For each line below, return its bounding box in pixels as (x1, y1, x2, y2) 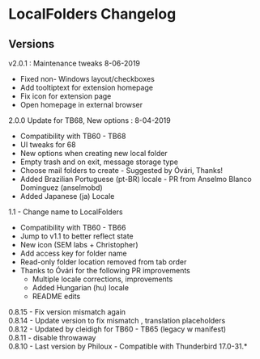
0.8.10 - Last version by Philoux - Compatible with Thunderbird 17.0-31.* (8, 341, 248, 351)
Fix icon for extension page (19, 91, 112, 101)
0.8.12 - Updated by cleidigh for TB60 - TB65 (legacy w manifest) (8, 324, 227, 334)
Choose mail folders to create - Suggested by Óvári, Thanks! (19, 166, 224, 175)
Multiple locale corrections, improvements (32, 274, 173, 284)
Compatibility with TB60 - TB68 (19, 131, 126, 141)
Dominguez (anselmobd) (19, 183, 103, 192)
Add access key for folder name (19, 248, 127, 258)
